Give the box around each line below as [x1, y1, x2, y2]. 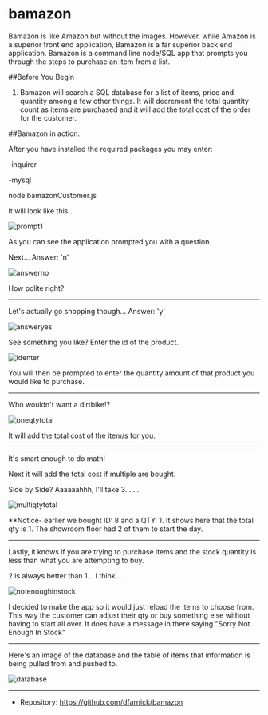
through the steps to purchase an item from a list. [8, 57, 171, 66]
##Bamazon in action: [8, 129, 81, 138]
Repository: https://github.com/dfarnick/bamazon [19, 697, 183, 707]
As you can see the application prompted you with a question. [8, 236, 212, 246]
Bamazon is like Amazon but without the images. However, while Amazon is [8, 31, 257, 41]
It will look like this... [8, 205, 74, 216]
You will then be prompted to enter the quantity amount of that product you [8, 368, 255, 378]
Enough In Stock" [8, 627, 66, 637]
